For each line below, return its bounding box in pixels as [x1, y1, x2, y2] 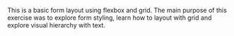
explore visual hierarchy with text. [7, 21, 106, 29]
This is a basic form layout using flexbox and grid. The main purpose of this [7, 6, 228, 14]
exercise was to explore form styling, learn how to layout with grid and [7, 13, 212, 22]
